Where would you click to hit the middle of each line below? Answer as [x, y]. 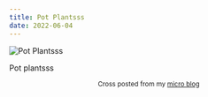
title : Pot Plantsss [47, 17]
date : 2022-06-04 [41, 26]
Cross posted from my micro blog [149, 84]
